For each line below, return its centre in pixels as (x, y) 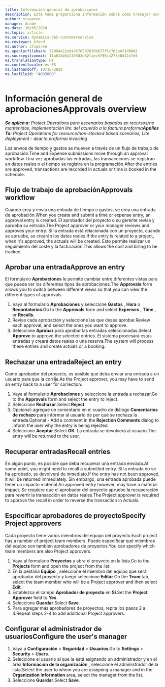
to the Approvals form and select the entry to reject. (65, 399)
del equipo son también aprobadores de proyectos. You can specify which (80, 546)
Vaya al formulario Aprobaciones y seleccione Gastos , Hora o (76, 304)
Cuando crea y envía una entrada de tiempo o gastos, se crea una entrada (81, 209)
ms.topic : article (24, 33)
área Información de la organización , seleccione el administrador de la (85, 664)
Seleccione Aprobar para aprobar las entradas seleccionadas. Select (82, 331)
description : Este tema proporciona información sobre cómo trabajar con (82, 14)
